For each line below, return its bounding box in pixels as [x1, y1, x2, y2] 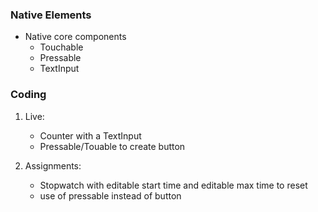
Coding [10, 88, 47, 102]
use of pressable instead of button [39, 189, 182, 202]
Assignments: [24, 159, 82, 172]
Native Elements [10, 8, 92, 22]
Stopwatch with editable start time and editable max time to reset [39, 179, 308, 191]
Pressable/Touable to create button [39, 140, 186, 152]
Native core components [24, 31, 127, 43]
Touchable [39, 41, 84, 53]
